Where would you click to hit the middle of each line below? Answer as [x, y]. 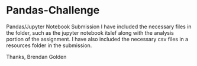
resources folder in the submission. [49, 45]
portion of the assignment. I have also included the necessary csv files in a [97, 39]
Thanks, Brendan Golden [36, 57]
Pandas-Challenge [53, 10]
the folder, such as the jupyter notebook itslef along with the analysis [90, 32]
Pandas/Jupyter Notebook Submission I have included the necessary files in [99, 27]
